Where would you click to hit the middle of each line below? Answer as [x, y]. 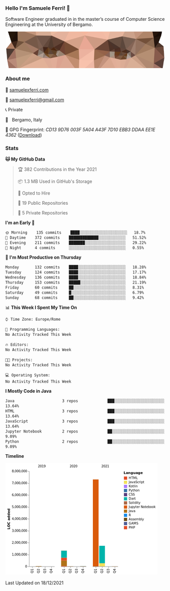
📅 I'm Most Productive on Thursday [43, 257]
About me [18, 79]
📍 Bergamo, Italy [24, 119]
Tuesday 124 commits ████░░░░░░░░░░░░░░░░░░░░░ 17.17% [76, 272]
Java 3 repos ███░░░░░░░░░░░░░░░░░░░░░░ [85, 401]
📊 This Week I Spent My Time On [41, 307]
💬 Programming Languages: [32, 330]
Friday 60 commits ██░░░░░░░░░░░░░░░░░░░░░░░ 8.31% [75, 288]
